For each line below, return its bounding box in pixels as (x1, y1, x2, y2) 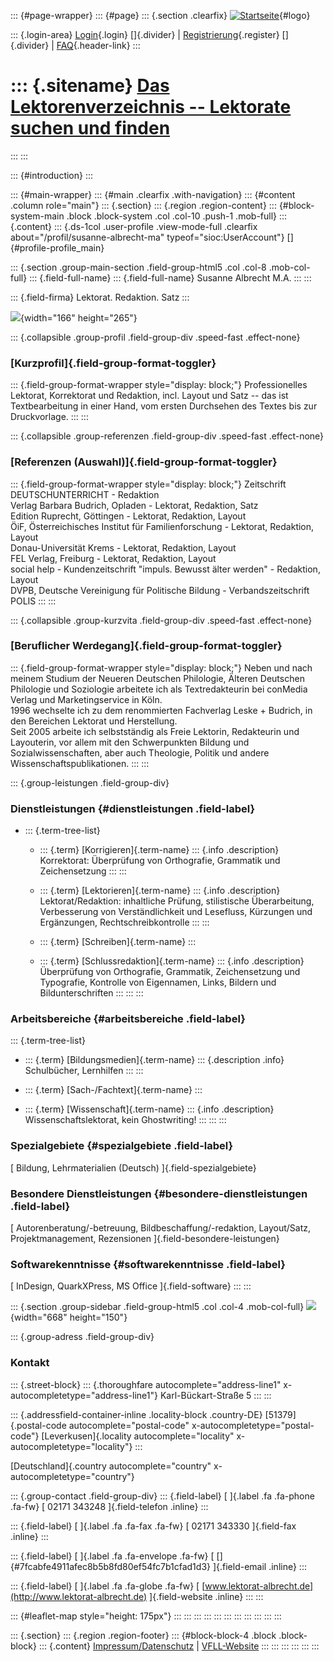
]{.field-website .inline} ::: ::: (149, 1590, 264, 1602)
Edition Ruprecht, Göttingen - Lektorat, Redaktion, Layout (10, 510, 247, 522)
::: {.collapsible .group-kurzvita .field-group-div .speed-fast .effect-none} (10, 614, 313, 626)
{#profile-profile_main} (10, 241, 105, 254)
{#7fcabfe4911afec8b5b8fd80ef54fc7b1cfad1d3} (10, 1560, 212, 1572)
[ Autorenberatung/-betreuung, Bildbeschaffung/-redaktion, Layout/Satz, (10, 1222, 312, 1234)
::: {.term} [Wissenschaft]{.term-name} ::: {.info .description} (24, 1103, 275, 1115)
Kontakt (10, 1356, 50, 1370)
